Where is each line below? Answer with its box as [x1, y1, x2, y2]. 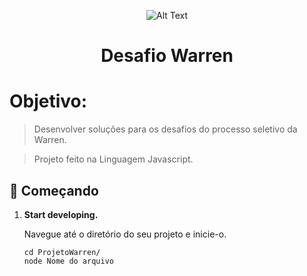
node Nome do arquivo [23, 256, 114, 266]
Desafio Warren [100, 45, 234, 67]
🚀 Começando [9, 182, 99, 199]
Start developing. [23, 208, 99, 220]
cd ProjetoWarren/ [23, 247, 101, 257]
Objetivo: [9, 90, 88, 113]
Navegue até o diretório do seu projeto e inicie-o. [23, 228, 227, 240]
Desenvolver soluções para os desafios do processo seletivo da [33, 123, 298, 135]
